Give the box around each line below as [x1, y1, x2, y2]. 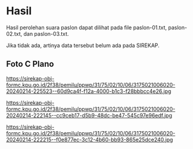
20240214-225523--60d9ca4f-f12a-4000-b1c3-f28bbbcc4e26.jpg [6, 88, 172, 95]
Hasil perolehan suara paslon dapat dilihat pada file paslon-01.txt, [6, 24, 167, 31]
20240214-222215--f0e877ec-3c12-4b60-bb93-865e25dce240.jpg [6, 136, 173, 143]
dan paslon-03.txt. [23, 30, 69, 37]
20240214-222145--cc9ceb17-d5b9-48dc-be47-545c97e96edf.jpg [6, 111, 173, 119]
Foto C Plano [6, 59, 54, 69]
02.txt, [6, 30, 23, 37]
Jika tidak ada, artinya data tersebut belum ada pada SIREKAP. [6, 42, 160, 49]
